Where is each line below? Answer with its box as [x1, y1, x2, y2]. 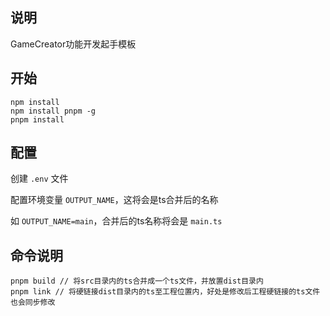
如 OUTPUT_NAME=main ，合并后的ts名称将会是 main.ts [10, 215, 223, 227]
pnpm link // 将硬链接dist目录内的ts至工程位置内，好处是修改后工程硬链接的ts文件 [10, 287, 321, 297]
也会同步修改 [10, 298, 56, 308]
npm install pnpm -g [10, 106, 97, 116]
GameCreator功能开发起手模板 [10, 38, 137, 50]
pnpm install [10, 114, 65, 125]
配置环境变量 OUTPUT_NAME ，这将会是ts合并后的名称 [10, 194, 219, 206]
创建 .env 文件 [10, 173, 69, 185]
